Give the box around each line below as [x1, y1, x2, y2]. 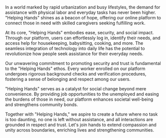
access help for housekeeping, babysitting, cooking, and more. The [5, 40, 143, 46]
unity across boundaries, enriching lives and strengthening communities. [5, 127, 155, 133]
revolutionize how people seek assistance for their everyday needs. [5, 51, 144, 57]
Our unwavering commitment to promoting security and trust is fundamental [5, 61, 161, 66]
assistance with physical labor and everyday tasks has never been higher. [5, 9, 157, 15]
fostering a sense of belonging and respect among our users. [5, 76, 131, 82]
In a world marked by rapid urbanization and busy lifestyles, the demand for [5, 4, 161, 10]
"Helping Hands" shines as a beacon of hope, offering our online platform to [5, 15, 162, 20]
